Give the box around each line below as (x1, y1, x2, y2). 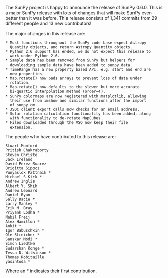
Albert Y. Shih (5, 183, 38, 189)
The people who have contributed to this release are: (5, 134, 116, 139)
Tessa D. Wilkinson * (5, 250, 51, 255)
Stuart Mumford (5, 143, 38, 148)
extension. (10, 125, 33, 130)
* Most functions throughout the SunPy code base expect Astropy (5, 40, 146, 45)
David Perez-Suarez (5, 161, 47, 166)
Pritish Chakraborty (5, 148, 49, 153)
